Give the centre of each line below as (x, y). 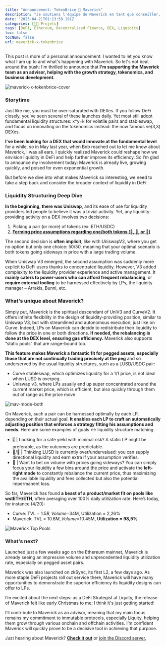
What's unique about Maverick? (45, 301)
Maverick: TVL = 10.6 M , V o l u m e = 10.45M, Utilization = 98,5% (75, 519)
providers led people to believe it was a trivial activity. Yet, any (69, 212)
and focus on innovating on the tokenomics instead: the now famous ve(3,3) (83, 127)
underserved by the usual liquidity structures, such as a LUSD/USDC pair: (80, 364)
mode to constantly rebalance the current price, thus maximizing (90, 473)
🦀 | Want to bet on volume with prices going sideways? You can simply (84, 462)
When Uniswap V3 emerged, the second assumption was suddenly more (80, 262)
